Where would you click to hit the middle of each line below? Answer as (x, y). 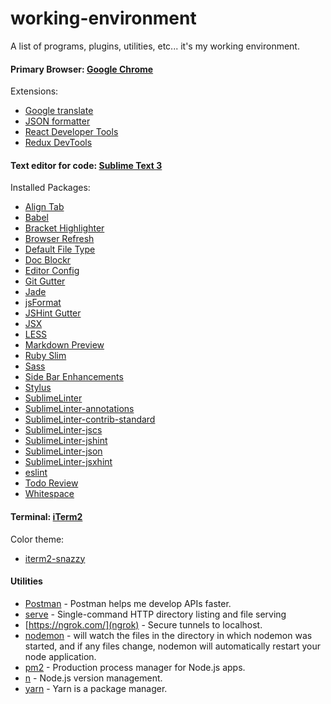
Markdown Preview (64, 345)
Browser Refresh (59, 239)
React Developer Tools (71, 132)
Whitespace (49, 494)
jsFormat (43, 303)
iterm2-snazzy (55, 558)
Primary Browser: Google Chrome (82, 69)
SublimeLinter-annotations (79, 409)
